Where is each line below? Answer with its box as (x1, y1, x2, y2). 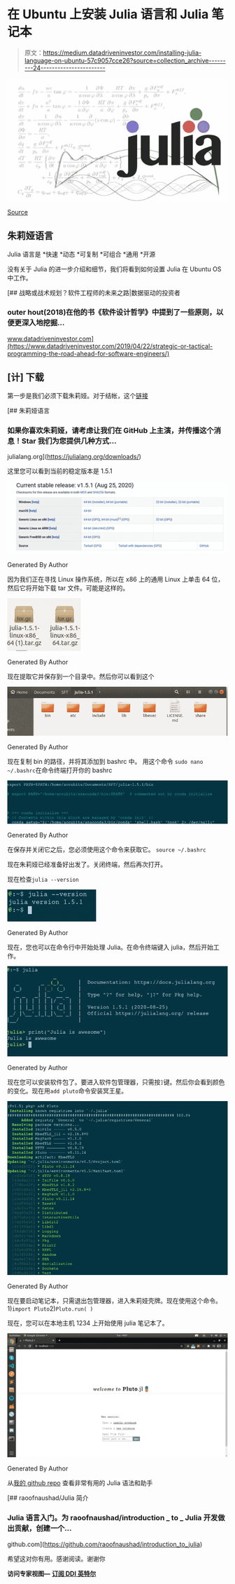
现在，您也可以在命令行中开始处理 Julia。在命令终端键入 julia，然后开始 (7, 943, 214, 951)
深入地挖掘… (21, 318, 65, 328)
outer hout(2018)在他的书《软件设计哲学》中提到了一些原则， (7, 308, 217, 318)
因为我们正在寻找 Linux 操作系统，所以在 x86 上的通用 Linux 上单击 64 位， (7, 575, 225, 584)
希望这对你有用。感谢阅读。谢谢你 (7, 1554, 106, 1563)
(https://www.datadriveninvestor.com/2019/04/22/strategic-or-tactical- (7, 341, 213, 350)
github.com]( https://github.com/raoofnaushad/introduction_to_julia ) (7, 1540, 203, 1548)
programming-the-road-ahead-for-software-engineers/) (7, 349, 170, 357)
